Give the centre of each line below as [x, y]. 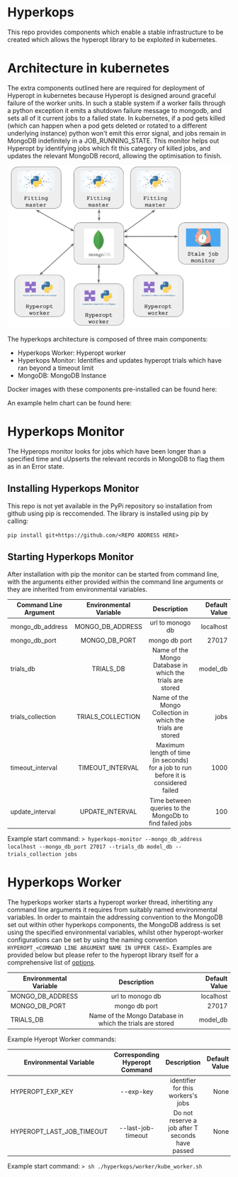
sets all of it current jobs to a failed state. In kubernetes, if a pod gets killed [116, 118]
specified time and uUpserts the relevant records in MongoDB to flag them [116, 459]
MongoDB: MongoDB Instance [62, 376]
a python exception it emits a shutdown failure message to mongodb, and [114, 110]
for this [183, 1088]
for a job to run [170, 768]
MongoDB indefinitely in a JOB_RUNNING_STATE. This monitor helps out [113, 141]
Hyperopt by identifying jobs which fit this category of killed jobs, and [109, 148]
